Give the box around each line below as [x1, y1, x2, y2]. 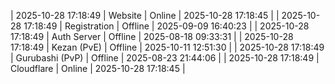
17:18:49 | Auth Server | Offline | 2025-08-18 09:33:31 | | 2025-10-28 [10, 31, 294, 42]
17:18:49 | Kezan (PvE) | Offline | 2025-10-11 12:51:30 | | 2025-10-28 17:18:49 [10, 41, 325, 53]
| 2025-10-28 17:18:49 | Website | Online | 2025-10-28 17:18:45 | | [10, 10, 280, 21]
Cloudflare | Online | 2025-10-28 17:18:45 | [10, 63, 186, 74]
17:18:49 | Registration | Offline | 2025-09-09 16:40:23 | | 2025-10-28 [23, 20, 310, 32]
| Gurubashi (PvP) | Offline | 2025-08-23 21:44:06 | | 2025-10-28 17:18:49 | [10, 52, 320, 64]
